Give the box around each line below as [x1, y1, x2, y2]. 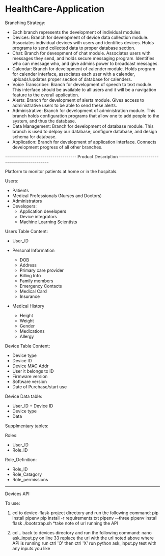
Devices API [5, 491, 30, 497]
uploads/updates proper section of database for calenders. [12, 76, 132, 82]
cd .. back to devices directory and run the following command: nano [12, 529, 152, 535]
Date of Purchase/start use [12, 383, 67, 389]
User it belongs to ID [12, 368, 54, 374]
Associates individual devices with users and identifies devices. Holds [12, 39, 154, 45]
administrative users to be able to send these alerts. [12, 102, 117, 108]
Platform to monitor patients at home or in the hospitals [5, 168, 117, 174]
